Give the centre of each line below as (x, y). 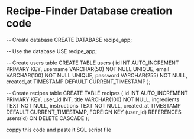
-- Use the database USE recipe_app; (52, 51)
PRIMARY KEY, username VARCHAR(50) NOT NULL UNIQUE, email (88, 69)
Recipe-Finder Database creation (89, 11)
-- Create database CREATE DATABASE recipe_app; (69, 40)
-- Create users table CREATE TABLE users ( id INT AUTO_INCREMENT (93, 63)
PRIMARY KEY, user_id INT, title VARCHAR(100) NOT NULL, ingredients (93, 99)
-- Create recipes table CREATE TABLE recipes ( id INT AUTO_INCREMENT (97, 93)
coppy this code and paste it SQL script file (59, 130)
